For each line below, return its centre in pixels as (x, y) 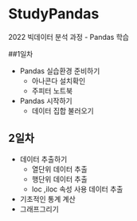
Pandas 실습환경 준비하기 (60, 71)
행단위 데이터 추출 (59, 179)
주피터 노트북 (52, 91)
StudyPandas (54, 14)
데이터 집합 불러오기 (63, 110)
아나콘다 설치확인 (59, 81)
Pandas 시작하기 (46, 101)
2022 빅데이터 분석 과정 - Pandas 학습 (69, 37)
